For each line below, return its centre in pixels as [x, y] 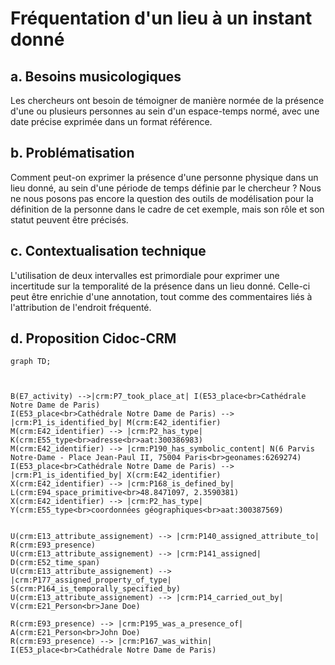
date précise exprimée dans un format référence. [111, 121]
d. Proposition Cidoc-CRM [93, 338]
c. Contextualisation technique [108, 251]
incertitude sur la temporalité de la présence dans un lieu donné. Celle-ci [160, 286]
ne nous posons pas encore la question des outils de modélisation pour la [162, 198]
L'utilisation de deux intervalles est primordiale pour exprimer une [145, 275]
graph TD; [31, 362]
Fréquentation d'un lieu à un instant [161, 18]
